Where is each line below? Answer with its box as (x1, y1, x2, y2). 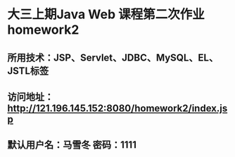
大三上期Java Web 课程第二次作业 (7, 6, 205, 23)
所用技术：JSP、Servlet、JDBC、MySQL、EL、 (7, 51, 219, 63)
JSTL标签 (7, 65, 49, 77)
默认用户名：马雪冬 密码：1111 (7, 139, 137, 151)
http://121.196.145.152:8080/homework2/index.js (7, 102, 228, 114)
